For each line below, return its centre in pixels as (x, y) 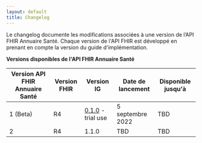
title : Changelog (28, 17)
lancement (134, 89)
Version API (29, 74)
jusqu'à (175, 89)
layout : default (26, 12)
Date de (134, 81)
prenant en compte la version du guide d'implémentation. (77, 47)
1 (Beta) (21, 114)
